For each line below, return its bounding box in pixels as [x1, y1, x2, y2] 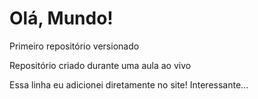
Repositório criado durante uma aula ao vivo [9, 59, 192, 71]
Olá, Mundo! [9, 7, 114, 30]
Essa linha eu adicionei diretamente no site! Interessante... [9, 78, 249, 91]
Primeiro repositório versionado [9, 40, 140, 52]
